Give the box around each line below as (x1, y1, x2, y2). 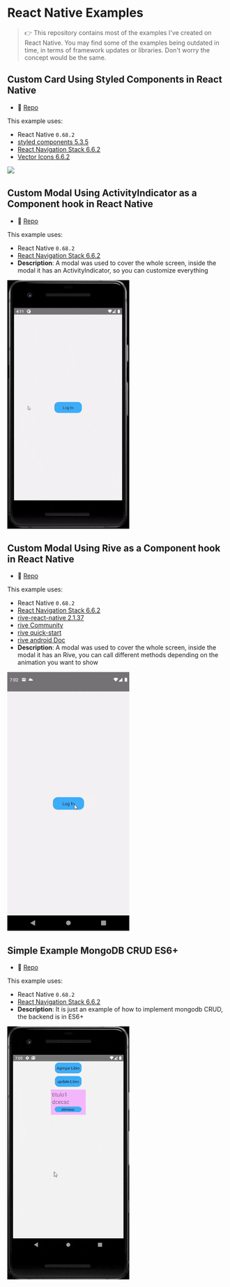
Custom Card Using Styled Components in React (7, 73, 222, 85)
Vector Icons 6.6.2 (17, 152, 70, 161)
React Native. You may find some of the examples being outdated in (24, 38, 220, 47)
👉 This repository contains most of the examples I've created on (24, 28, 212, 36)
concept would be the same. (24, 53, 107, 62)
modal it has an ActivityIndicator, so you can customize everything (17, 266, 208, 274)
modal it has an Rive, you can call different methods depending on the (17, 651, 219, 659)
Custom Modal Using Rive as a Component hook (7, 542, 221, 554)
